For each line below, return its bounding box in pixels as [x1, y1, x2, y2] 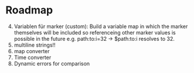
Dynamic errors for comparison [13, 60, 90, 67]
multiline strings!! [13, 41, 56, 48]
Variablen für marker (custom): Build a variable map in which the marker [13, 23, 188, 30]
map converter [13, 47, 50, 54]
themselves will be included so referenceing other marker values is [13, 29, 176, 36]
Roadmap [5, 4, 53, 17]
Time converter [13, 54, 52, 61]
